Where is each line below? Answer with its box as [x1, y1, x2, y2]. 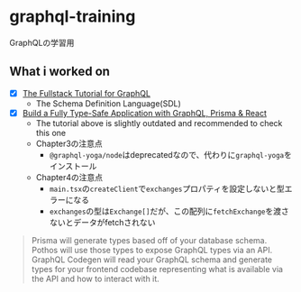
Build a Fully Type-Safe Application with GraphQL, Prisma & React [22, 107, 268, 118]
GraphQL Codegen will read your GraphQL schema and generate [31, 254, 273, 265]
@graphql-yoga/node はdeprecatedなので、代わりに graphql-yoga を [49, 149, 293, 160]
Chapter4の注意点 [35, 171, 104, 182]
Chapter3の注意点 [35, 138, 104, 149]
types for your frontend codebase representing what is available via [31, 263, 284, 274]
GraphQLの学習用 [9, 37, 75, 48]
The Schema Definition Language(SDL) [35, 97, 182, 109]
